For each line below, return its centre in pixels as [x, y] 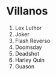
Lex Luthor [28, 28]
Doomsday [28, 47]
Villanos [27, 11]
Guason [25, 66]
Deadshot [27, 53]
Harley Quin [30, 60]
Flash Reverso [33, 41]
